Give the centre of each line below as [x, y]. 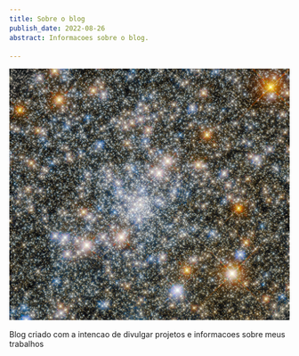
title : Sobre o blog [48, 19]
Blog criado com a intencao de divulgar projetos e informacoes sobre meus [147, 334]
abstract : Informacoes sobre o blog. [79, 37]
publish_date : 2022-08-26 [57, 28]
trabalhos [27, 344]
